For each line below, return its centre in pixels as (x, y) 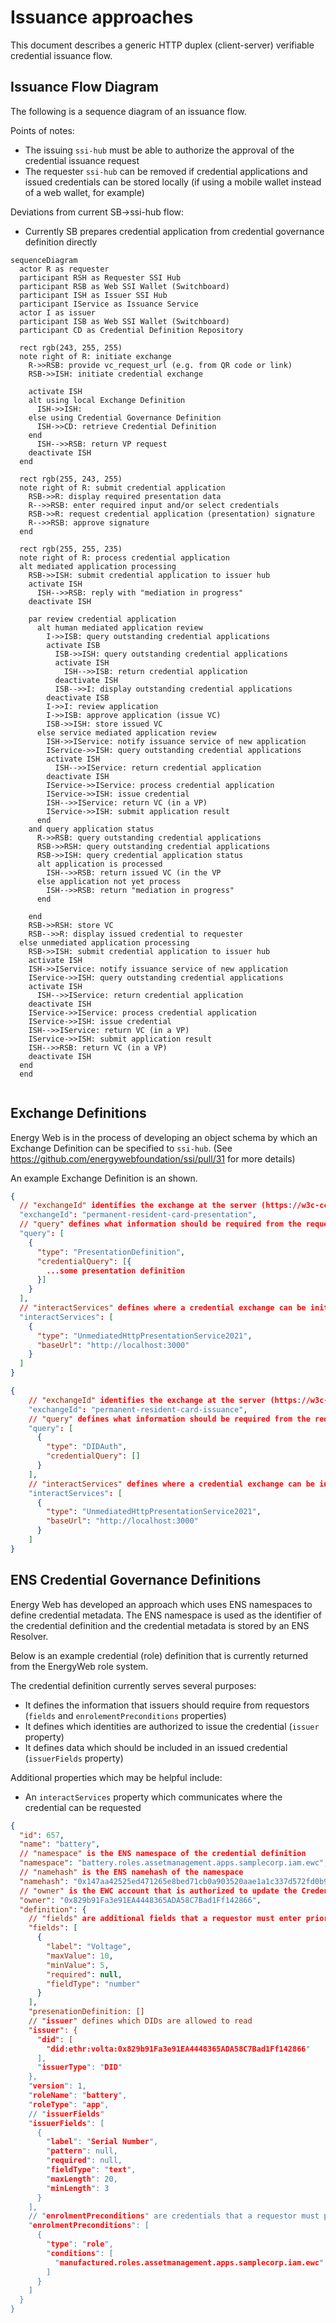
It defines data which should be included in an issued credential (156, 1747)
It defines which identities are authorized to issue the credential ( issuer (172, 1726)
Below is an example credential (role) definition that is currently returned (159, 1655)
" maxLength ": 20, (82, 2179)
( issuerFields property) (74, 1758)
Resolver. (29, 1636)
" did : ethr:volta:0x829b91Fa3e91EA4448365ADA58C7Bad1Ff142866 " (178, 2049)
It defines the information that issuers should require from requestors (167, 1705)
